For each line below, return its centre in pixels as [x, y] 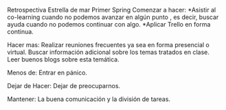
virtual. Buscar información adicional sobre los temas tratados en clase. [108, 52]
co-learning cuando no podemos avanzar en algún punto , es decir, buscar [113, 17]
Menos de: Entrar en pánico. [47, 72]
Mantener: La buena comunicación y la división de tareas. [89, 99]
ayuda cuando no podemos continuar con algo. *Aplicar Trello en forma [109, 24]
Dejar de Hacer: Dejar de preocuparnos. [64, 86]
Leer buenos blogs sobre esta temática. [63, 59]
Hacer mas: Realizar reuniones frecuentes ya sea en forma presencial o [108, 45]
